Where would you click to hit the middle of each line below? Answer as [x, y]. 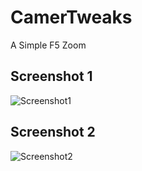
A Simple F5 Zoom [48, 45]
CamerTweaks [71, 17]
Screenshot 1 [51, 76]
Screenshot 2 [53, 132]
